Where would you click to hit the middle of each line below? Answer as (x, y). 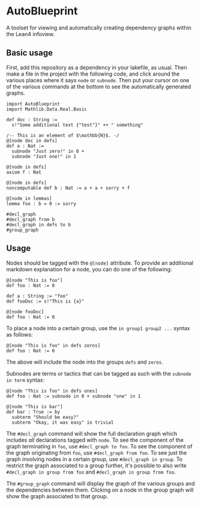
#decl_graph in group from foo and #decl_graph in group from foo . (91, 472)
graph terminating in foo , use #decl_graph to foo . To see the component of (100, 446)
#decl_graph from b (31, 219)
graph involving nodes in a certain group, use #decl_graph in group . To (94, 459)
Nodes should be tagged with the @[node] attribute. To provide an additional (100, 263)
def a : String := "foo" (37, 296)
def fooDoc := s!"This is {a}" (45, 301)
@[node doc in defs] (32, 140)
